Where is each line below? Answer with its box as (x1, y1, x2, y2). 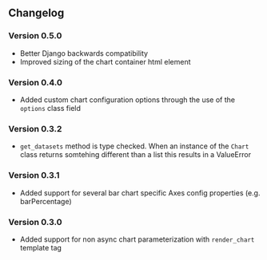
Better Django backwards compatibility (19, 48, 149, 58)
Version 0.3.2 (8, 123, 62, 134)
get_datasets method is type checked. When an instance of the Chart (19, 141, 249, 151)
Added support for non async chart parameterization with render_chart (19, 234, 255, 244)
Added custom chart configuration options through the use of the (19, 95, 236, 104)
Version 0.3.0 (8, 216, 62, 227)
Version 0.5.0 (8, 30, 62, 41)
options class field (19, 103, 82, 112)
